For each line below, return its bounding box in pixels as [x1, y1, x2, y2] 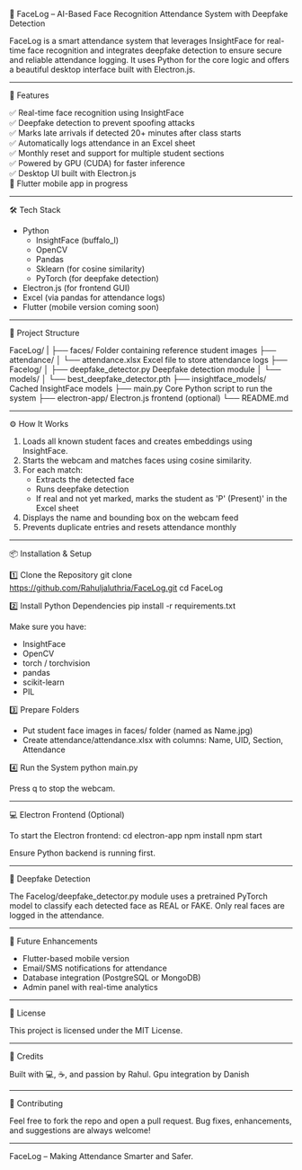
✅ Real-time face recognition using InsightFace [9, 108, 184, 118]
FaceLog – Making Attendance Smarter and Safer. [9, 1151, 193, 1161]
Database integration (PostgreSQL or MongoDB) [22, 972, 201, 983]
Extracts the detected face [35, 474, 135, 484]
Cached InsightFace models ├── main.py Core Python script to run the [9, 383, 272, 394]
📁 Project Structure [9, 328, 80, 338]
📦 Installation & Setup [9, 548, 93, 559]
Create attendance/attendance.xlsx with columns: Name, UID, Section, [22, 735, 284, 745]
